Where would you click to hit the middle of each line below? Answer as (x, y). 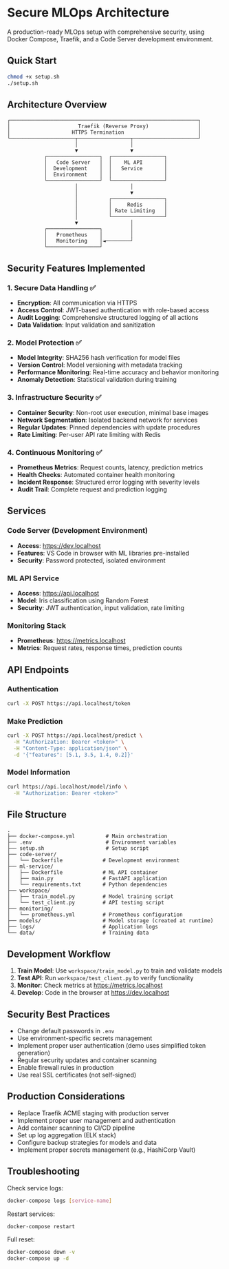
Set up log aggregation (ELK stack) (67, 1135)
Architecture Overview (57, 104)
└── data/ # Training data (78, 933)
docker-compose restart (41, 1226)
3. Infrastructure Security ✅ (54, 398)
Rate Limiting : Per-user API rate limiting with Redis (89, 434)
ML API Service (33, 578)
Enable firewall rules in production (65, 1068)
